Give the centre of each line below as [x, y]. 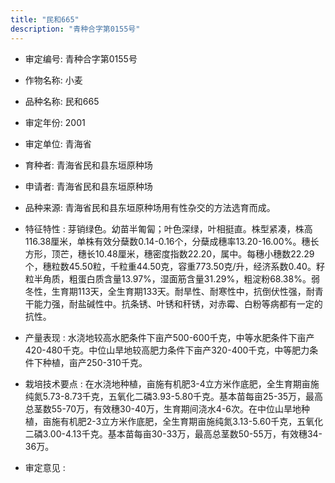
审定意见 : [45, 467]
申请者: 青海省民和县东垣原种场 [88, 186]
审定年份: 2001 [55, 122]
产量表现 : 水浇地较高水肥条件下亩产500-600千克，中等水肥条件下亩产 [169, 337]
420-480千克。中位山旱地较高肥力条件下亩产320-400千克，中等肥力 [167, 350]
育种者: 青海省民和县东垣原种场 [88, 165]
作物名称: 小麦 [53, 80]
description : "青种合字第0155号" [75, 29]
